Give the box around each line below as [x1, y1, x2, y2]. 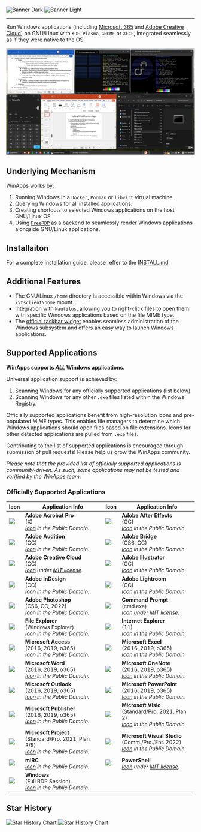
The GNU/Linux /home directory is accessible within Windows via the [14, 292, 184, 299]
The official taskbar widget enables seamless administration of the [14, 317, 179, 325]
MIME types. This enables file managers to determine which [32, 417, 181, 425]
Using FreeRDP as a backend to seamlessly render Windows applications [14, 219, 193, 226]
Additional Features [6, 276, 81, 286]
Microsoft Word [25, 659, 65, 666]
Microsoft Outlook [25, 680, 72, 687]
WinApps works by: [6, 182, 54, 190]
